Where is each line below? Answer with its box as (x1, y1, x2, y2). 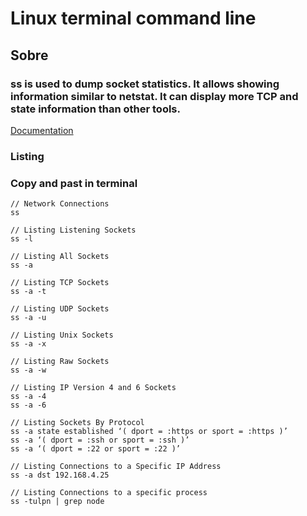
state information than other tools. (10, 102, 181, 116)
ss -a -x (10, 339, 47, 349)
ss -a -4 (10, 392, 47, 402)
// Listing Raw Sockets (10, 357, 110, 367)
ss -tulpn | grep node (10, 497, 105, 507)
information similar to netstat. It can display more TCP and (10, 89, 299, 103)
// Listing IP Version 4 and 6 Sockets (10, 383, 177, 393)
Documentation (10, 124, 74, 136)
